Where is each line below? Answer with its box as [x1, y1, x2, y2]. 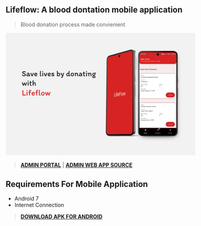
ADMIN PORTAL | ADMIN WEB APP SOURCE [20, 162, 133, 169]
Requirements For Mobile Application [5, 179, 148, 189]
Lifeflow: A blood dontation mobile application [5, 5, 183, 15]
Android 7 [14, 195, 39, 202]
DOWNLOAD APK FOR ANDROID [20, 213, 103, 220]
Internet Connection [14, 201, 64, 209]
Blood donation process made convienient [20, 20, 126, 28]
